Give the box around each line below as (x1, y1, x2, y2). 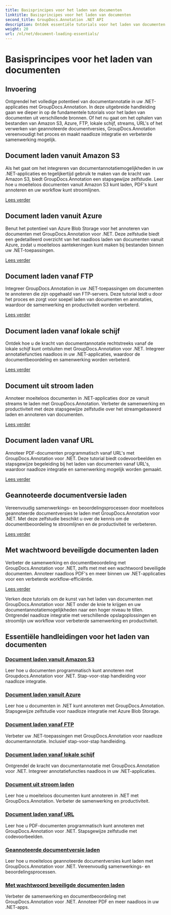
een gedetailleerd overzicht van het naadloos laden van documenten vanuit (5, 236, 164, 242)
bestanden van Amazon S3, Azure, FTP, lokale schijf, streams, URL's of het (5, 120, 162, 126)
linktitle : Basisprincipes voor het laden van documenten (5, 12, 131, 17)
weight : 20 (5, 27, 29, 32)
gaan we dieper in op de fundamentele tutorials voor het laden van (5, 109, 145, 115)
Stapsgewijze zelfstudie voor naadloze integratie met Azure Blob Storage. (5, 708, 160, 714)
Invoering (5, 85, 37, 93)
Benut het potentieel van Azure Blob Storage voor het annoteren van (5, 225, 149, 231)
